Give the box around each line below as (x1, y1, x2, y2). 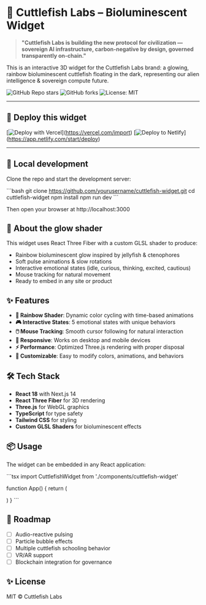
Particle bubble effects (15, 537, 73, 545)
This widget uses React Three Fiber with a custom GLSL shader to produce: (6, 240, 198, 247)
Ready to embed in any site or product (15, 278, 112, 285)
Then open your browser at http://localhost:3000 (6, 205, 130, 213)
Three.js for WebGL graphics (15, 404, 90, 410)
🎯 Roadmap (6, 514, 51, 525)
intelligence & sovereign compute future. (6, 77, 109, 84)
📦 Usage (6, 442, 43, 452)
